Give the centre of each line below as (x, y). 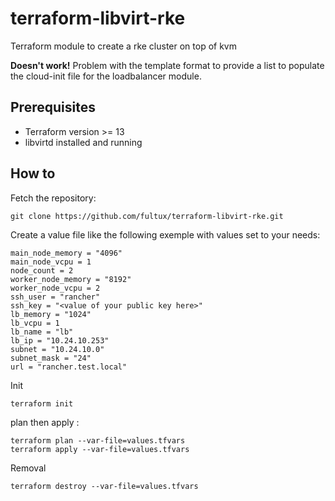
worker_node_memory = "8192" (71, 279)
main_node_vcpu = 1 (51, 262)
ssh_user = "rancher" (55, 297)
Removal (28, 468)
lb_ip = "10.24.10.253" (60, 340)
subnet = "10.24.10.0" (57, 349)
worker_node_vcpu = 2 (55, 288)
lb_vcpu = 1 (35, 323)
